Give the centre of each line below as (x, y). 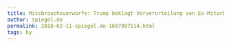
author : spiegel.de (35, 20)
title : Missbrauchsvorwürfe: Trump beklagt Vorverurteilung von (101, 13)
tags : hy (20, 32)
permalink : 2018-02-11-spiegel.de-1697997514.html (81, 26)
